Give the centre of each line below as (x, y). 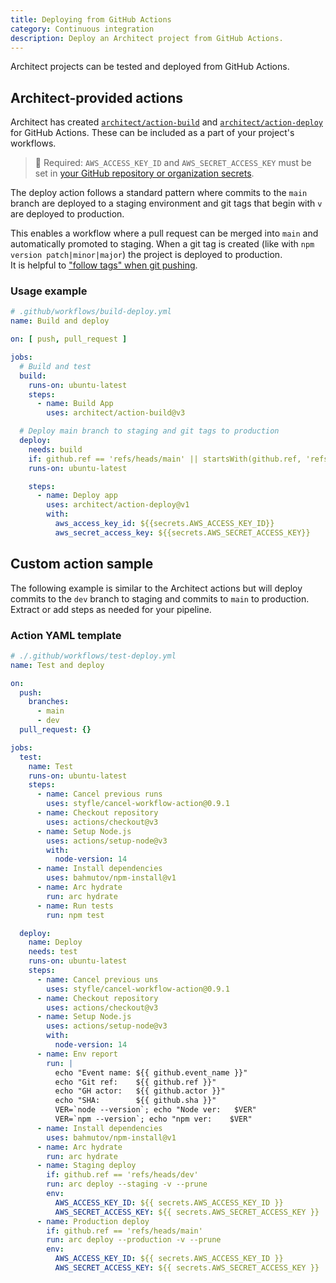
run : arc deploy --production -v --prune (134, 1240)
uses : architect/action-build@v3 (116, 413)
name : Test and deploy (57, 665)
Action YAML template (66, 635)
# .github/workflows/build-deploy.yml (91, 312)
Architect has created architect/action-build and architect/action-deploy (167, 122)
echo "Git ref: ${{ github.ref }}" (135, 1082)
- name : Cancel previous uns (97, 979)
